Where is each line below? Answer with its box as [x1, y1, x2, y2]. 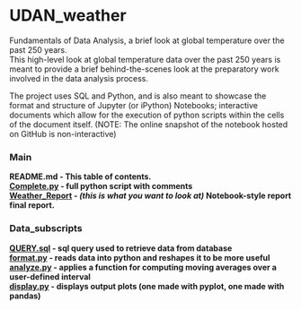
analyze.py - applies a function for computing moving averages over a [9, 262, 277, 272]
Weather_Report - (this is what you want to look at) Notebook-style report [9, 190, 292, 202]
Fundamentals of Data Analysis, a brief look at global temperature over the [9, 35, 285, 46]
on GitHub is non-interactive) [9, 128, 117, 139]
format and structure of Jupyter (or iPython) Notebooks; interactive [9, 99, 259, 110]
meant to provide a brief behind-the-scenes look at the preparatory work [9, 64, 280, 74]
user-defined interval [9, 271, 92, 282]
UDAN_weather [9, 5, 128, 26]
